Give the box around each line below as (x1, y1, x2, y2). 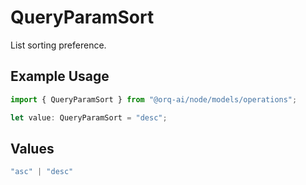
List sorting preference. (10, 39, 107, 51)
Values (10, 140, 55, 157)
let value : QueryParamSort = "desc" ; (10, 112, 168, 123)
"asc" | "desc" (10, 167, 74, 177)
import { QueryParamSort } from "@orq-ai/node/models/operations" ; (10, 94, 298, 105)
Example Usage (10, 68, 110, 85)
